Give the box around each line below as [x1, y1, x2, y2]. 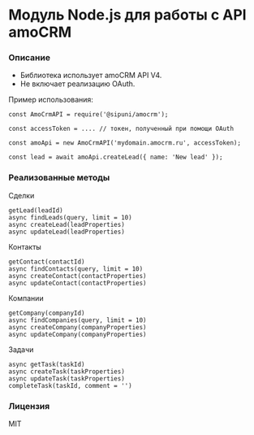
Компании [8, 293, 44, 302]
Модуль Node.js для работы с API [8, 6, 247, 24]
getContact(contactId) [8, 258, 85, 266]
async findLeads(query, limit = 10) [8, 213, 132, 221]
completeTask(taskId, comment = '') [8, 381, 132, 389]
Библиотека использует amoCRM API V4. [19, 71, 162, 80]
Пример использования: [8, 95, 93, 105]
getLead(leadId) [8, 206, 63, 215]
